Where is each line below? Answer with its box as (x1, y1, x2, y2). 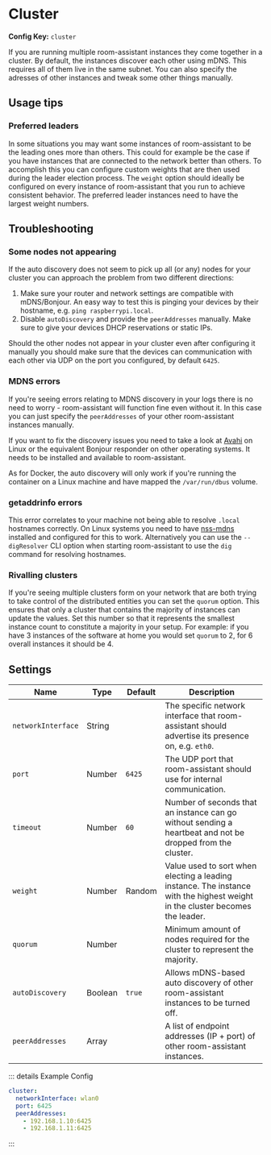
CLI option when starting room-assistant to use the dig (49, 541, 232, 550)
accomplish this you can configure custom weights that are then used (8, 164, 240, 174)
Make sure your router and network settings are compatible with (19, 289, 234, 298)
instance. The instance (165, 880, 252, 891)
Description (189, 687, 236, 698)
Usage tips (8, 96, 64, 110)
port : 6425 (15, 1102, 52, 1110)
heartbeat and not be (165, 827, 244, 838)
